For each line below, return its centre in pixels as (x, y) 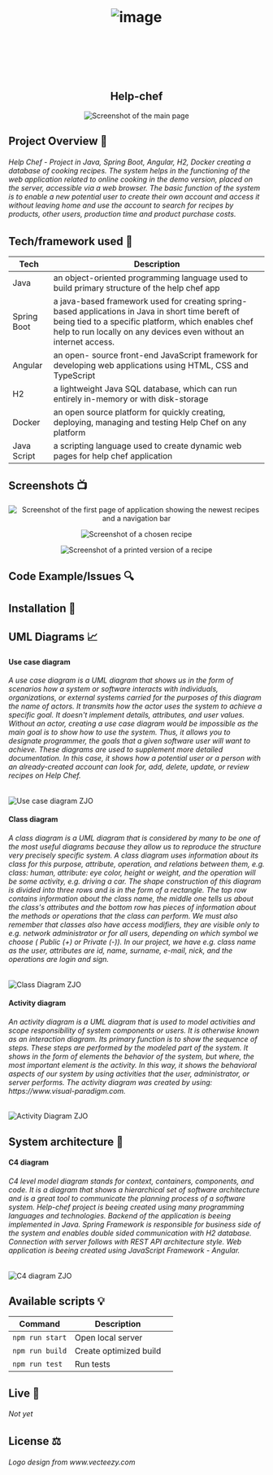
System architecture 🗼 (66, 1141)
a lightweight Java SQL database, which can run (145, 389)
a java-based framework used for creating (134, 301)
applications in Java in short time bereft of (159, 312)
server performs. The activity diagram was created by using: (110, 1082)
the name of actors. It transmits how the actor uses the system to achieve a (135, 706)
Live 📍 (24, 1393)
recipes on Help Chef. (45, 775)
